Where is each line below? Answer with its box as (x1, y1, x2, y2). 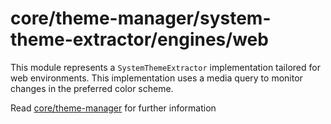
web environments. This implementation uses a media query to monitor (10, 72, 303, 84)
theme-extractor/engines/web (10, 28, 269, 51)
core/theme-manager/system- (10, 7, 272, 30)
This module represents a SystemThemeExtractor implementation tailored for (10, 61, 321, 73)
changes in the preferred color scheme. (10, 82, 174, 94)
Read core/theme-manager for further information (10, 102, 217, 114)
